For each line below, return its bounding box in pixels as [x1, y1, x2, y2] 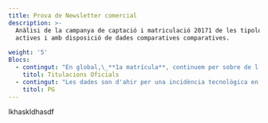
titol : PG [22, 85, 56, 94]
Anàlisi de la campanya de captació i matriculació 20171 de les [15, 26, 238, 34]
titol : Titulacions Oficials [22, 71, 120, 79]
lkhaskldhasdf [8, 107, 54, 117]
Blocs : [8, 56, 30, 64]
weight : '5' [8, 48, 48, 56]
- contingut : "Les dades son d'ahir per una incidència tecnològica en [15, 78, 259, 86]
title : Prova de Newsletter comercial [8, 11, 137, 20]
